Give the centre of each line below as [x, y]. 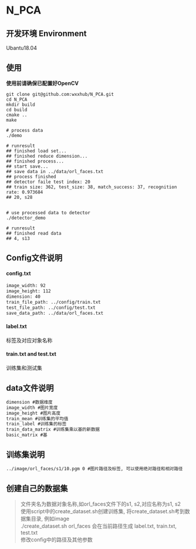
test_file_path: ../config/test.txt [51, 307]
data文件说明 [30, 388]
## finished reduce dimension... [47, 156]
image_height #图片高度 [33, 413]
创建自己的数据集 [37, 489]
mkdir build [21, 104]
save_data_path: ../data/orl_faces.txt [55, 313]
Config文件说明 [34, 258]
